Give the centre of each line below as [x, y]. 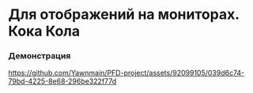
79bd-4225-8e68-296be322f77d [62, 81]
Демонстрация [40, 56]
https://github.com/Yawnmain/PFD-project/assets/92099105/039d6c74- [126, 73]
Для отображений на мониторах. [124, 15]
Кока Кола [44, 31]
